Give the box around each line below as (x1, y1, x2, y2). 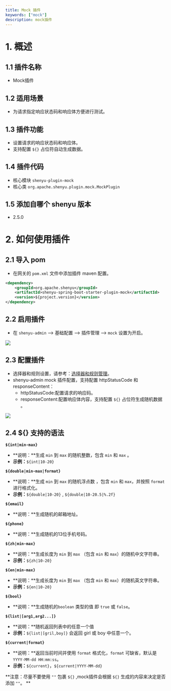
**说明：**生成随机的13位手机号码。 (12, 531, 90, 537)
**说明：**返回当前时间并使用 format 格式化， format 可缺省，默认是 (12, 650, 157, 656)
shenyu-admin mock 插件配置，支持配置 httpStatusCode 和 (12, 377, 139, 383)
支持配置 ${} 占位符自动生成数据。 (12, 146, 86, 152)
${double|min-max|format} (5, 469, 61, 474)
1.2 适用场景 (5, 94, 44, 103)
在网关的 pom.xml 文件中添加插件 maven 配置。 (12, 270, 111, 276)
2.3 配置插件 (5, 356, 45, 365)
